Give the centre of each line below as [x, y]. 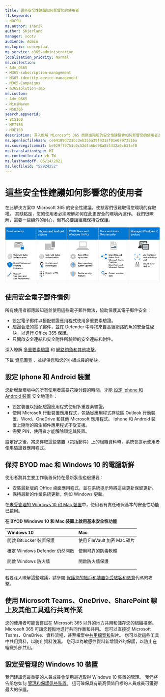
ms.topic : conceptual [27, 47]
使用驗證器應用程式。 [27, 448]
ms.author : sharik [24, 26]
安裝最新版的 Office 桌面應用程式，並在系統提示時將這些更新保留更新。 [84, 488]
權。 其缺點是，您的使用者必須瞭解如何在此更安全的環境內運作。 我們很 [77, 213]
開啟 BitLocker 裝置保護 [31, 540]
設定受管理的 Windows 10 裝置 [52, 664]
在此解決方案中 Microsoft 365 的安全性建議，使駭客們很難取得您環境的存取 [81, 208]
